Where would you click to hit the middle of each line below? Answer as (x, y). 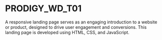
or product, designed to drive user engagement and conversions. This (76, 27)
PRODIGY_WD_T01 (43, 9)
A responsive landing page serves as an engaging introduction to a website (81, 22)
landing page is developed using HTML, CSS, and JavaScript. (67, 32)
